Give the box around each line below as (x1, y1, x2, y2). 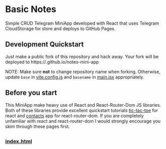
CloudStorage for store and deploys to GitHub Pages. (5, 25, 116, 31)
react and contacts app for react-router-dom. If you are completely (5, 112, 144, 119)
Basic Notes (5, 4, 57, 15)
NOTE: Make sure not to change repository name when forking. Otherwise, (5, 68, 161, 74)
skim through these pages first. (5, 123, 70, 129)
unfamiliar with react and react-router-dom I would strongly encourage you (5, 118, 161, 124)
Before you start (5, 89, 57, 97)
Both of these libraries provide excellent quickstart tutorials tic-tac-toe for (5, 107, 158, 113)
